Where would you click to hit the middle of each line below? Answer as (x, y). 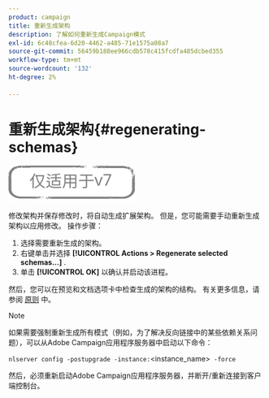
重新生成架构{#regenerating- (107, 129)
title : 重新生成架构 (39, 26)
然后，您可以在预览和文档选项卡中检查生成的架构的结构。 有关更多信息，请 (134, 289)
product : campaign (39, 17)
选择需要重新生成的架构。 (63, 243)
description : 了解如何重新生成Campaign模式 (77, 34)
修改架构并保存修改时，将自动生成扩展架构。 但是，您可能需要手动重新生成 (134, 215)
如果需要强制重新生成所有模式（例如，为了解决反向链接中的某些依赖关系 (129, 332)
